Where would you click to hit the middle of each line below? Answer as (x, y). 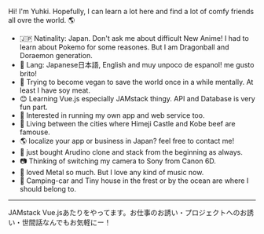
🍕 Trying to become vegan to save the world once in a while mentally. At (136, 82)
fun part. (34, 107)
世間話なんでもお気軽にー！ (66, 222)
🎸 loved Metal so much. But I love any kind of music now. (112, 172)
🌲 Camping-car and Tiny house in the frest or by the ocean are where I (134, 181)
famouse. (35, 132)
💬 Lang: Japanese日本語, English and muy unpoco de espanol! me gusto (137, 65)
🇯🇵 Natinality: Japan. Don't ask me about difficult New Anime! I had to (134, 38)
